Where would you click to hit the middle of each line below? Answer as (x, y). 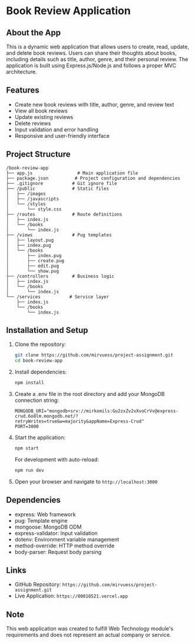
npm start (27, 448)
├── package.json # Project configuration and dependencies (93, 178)
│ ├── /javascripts (33, 199)
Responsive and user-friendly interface (62, 136)
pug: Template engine (41, 520)
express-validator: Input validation (56, 533)
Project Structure (38, 154)
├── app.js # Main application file (72, 173)
